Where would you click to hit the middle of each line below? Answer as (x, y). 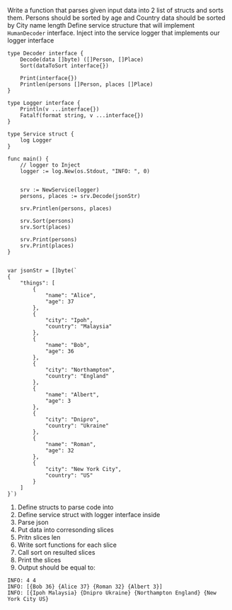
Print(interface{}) (49, 78)
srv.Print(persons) (49, 240)
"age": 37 (59, 301)
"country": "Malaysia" (79, 326)
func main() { (28, 159)
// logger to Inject (50, 165)
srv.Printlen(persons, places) (66, 209)
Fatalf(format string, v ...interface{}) (82, 116)
